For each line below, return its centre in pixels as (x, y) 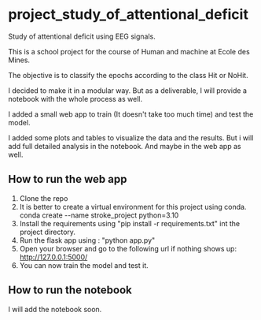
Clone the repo (44, 198)
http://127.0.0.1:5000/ (53, 257)
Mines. (19, 60)
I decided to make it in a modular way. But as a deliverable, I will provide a (128, 90)
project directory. (48, 232)
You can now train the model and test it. (84, 265)
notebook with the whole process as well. (75, 99)
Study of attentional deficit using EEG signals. (82, 36)
